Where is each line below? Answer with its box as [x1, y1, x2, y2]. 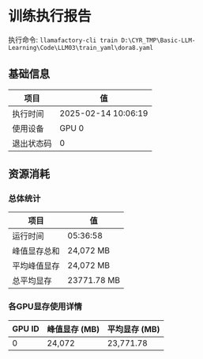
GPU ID [12, 323, 39, 334]
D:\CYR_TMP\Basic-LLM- [121, 36, 196, 44]
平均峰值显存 [12, 261, 61, 272]
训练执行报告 [8, 7, 92, 25]
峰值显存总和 [12, 246, 61, 257]
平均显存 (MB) [107, 323, 160, 334]
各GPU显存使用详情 [8, 301, 83, 312]
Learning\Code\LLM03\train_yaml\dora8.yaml [8, 44, 154, 52]
